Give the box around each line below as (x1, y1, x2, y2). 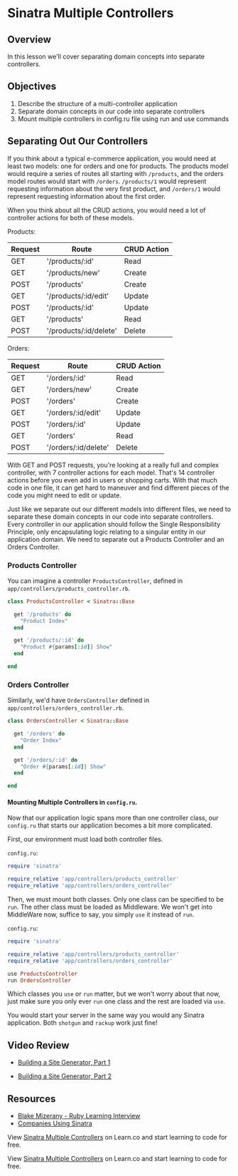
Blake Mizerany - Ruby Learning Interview (17, 1112, 141, 1120)
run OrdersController (7, 976, 72, 984)
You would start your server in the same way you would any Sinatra (7, 1011, 205, 1020)
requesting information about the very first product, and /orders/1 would (7, 184, 221, 193)
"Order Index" (20, 736, 62, 744)
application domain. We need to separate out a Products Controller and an (7, 535, 225, 543)
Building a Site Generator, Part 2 (17, 1072, 112, 1080)
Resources (7, 1093, 56, 1105)
